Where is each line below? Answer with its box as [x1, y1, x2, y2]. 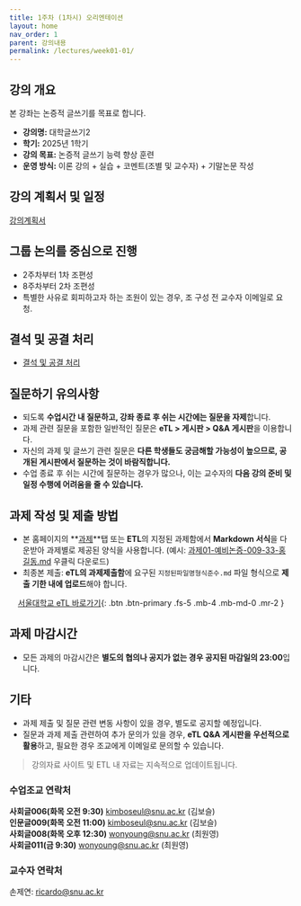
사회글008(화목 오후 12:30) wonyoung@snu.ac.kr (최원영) [9, 828, 220, 839]
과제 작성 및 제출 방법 [9, 508, 119, 523]
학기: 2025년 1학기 [22, 138, 89, 148]
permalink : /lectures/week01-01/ [9, 47, 135, 56]
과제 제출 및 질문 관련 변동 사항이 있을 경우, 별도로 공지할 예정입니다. [22, 717, 262, 728]
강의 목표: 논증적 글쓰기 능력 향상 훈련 [22, 149, 155, 160]
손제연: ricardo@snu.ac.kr [9, 886, 104, 897]
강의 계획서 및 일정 [9, 190, 105, 205]
